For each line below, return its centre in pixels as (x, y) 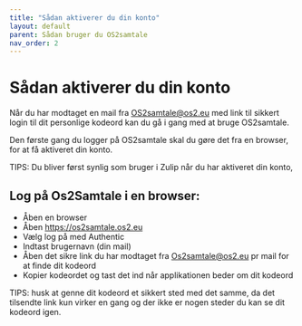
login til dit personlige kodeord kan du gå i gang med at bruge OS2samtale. (150, 122)
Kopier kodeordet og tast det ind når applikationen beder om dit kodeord (158, 275)
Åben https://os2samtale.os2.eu (83, 227)
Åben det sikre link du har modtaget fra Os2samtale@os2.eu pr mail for (156, 256)
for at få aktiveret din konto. (61, 149)
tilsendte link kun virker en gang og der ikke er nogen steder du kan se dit (147, 302)
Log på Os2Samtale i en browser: (105, 196)
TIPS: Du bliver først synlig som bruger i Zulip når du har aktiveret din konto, (151, 168)
